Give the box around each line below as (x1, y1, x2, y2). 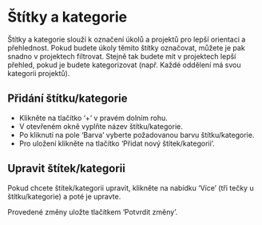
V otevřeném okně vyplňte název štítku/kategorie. (18, 121, 183, 131)
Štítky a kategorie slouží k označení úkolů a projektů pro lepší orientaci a (7, 34, 246, 44)
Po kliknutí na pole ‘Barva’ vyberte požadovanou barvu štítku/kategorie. (18, 130, 255, 139)
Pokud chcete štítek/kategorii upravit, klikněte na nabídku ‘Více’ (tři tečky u (7, 183, 254, 192)
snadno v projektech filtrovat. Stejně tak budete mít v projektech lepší (7, 51, 236, 61)
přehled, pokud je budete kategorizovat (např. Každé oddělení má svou (7, 60, 241, 70)
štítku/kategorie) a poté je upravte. (7, 191, 121, 201)
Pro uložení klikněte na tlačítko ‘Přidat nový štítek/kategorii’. (18, 139, 215, 148)
